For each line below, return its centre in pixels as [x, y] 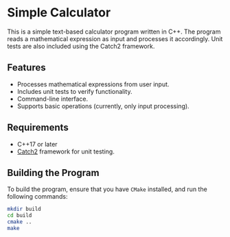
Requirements [38, 128]
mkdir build [24, 209]
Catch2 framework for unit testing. [66, 151]
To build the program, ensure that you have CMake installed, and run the [107, 189]
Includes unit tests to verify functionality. [74, 91]
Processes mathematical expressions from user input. [93, 84]
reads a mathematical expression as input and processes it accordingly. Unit [115, 38]
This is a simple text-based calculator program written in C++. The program [114, 32]
